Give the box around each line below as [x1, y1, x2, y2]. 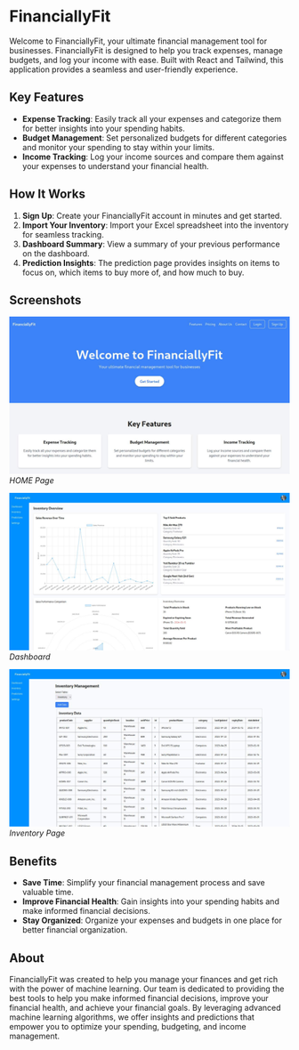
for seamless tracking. [21, 229, 104, 239]
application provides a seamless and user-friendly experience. [9, 64, 238, 75]
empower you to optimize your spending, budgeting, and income [9, 1022, 246, 1031]
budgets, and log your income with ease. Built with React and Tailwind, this [9, 54, 284, 65]
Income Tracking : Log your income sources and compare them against [21, 151, 285, 162]
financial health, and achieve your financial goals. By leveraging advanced [9, 1003, 282, 1013]
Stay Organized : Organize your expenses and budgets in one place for [21, 915, 282, 926]
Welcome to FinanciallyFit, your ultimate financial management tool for [9, 36, 268, 46]
